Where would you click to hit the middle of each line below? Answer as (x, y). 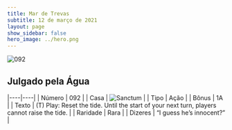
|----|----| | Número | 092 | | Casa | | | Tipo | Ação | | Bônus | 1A (115, 97)
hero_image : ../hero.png (43, 40)
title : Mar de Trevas (38, 14)
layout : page (26, 26)
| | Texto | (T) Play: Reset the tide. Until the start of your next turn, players (112, 105)
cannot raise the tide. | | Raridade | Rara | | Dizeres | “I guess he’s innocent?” (116, 113)
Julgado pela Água (48, 81)
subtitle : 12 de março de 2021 (52, 20)
